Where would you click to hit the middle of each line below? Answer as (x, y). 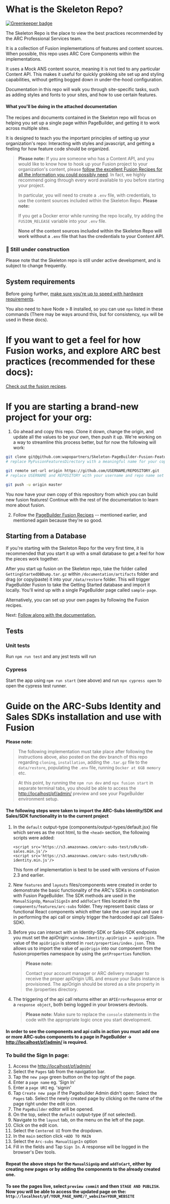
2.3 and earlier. (29, 875)
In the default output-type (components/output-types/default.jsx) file (85, 827)
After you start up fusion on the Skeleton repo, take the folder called (76, 569)
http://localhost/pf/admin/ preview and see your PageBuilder (81, 794)
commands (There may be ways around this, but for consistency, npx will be (84, 314)
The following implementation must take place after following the (85, 752)
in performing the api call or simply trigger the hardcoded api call (80, 917)
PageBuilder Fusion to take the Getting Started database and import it (78, 585)
